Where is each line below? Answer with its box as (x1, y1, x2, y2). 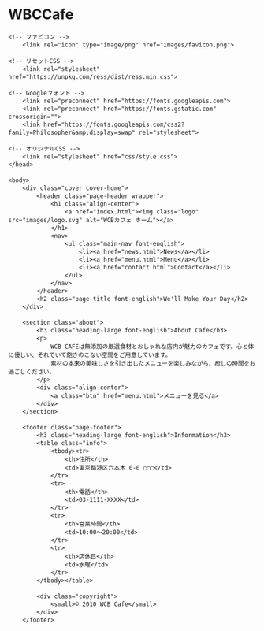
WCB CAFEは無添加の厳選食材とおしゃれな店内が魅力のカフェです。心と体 (50, 343, 255, 351)
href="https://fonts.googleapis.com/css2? (43, 121, 185, 128)
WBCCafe (8, 6, 74, 24)
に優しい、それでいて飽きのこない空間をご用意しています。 (8, 351, 172, 359)
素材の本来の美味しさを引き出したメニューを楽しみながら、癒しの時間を (50, 359, 251, 367)
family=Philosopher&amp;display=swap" (8, 128, 136, 136)
